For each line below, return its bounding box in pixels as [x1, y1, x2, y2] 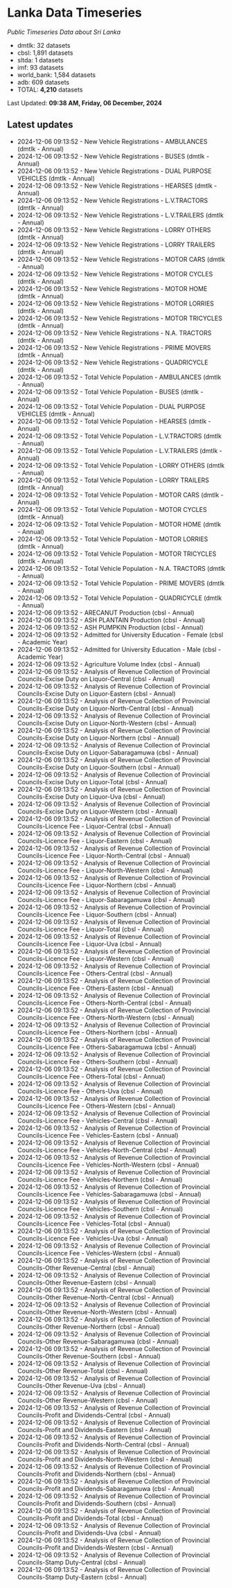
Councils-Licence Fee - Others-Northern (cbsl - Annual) [17, 1027, 178, 1036]
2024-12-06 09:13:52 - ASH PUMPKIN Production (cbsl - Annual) [17, 623, 204, 631]
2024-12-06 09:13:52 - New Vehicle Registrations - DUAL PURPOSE [17, 166, 212, 175]
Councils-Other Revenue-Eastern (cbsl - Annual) [17, 1278, 157, 1287]
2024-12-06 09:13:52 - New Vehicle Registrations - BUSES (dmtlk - [17, 152, 210, 160]
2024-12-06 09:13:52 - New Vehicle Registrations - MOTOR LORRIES [17, 299, 215, 308]
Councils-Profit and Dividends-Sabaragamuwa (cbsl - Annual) [17, 1484, 195, 1492]
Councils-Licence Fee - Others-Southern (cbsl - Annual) [17, 1057, 179, 1066]
